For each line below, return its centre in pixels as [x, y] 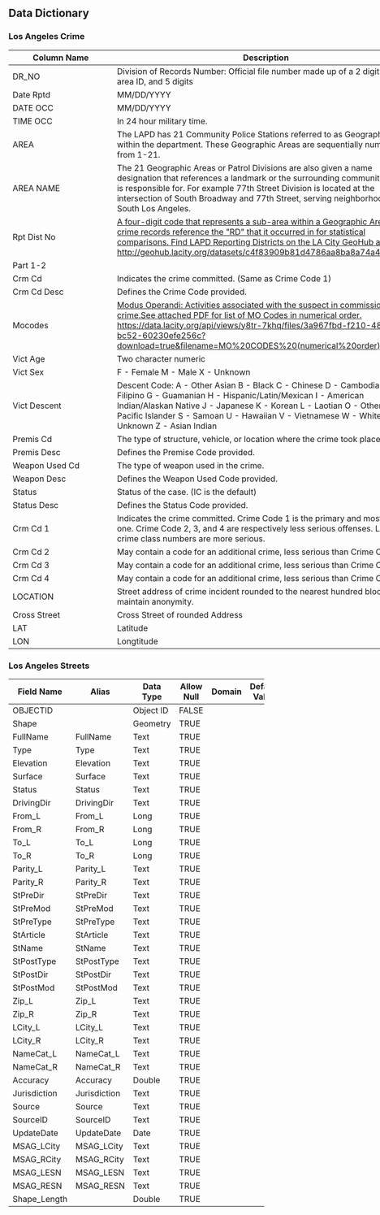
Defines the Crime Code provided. [182, 292]
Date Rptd [32, 94]
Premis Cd [32, 439]
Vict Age [29, 358]
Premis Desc [37, 452]
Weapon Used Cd [46, 465]
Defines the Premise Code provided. [186, 452]
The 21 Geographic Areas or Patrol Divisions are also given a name [244, 167]
